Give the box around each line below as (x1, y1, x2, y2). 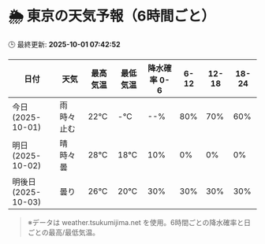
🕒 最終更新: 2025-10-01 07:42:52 (8, 39, 121, 49)
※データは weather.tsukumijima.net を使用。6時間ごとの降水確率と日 (27, 217, 251, 227)
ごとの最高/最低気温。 (27, 227, 100, 237)
